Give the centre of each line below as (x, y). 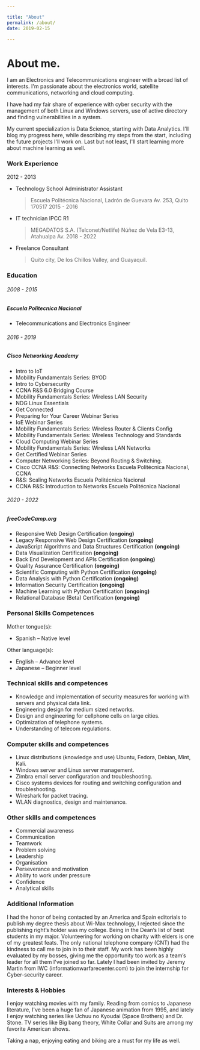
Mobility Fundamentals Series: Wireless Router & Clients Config (94, 429)
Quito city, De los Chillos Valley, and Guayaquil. (89, 259)
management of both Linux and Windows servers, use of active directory (97, 111)
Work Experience (33, 164)
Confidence (30, 882)
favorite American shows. (38, 1029)
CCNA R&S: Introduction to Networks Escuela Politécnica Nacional (98, 486)
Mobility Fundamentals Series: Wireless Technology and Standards (98, 435)
